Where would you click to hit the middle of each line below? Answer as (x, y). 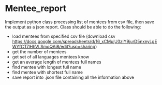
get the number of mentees (39, 52)
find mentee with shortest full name (47, 72)
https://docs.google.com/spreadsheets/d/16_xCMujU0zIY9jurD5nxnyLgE (84, 41)
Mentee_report (36, 8)
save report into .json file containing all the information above (73, 77)
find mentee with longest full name (46, 67)
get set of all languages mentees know (51, 57)
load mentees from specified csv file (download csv (64, 36)
